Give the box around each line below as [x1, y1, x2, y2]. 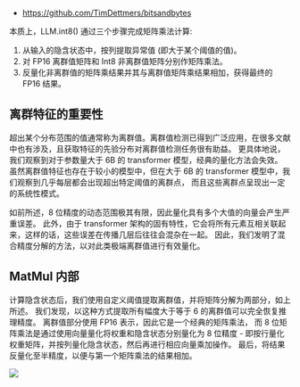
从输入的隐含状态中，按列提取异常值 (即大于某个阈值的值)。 [21, 45, 242, 55]
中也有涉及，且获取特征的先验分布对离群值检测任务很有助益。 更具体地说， [9, 143, 286, 154]
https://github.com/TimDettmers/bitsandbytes [21, 8, 192, 18]
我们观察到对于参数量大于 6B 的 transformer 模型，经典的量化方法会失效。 [9, 154, 283, 165]
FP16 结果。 [21, 78, 67, 88]
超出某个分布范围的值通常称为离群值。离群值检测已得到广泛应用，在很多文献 [9, 132, 291, 143]
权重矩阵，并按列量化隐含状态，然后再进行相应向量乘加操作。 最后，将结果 [9, 339, 286, 350]
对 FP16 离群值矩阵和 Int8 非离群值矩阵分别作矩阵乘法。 [21, 56, 228, 66]
